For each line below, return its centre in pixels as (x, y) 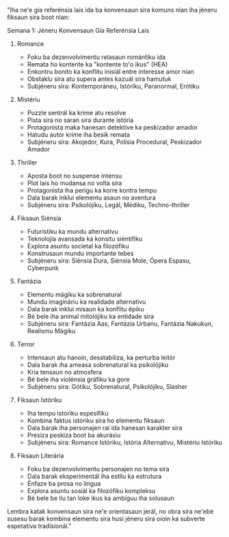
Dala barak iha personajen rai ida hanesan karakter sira (105, 428)
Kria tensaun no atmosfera (65, 372)
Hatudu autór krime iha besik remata (78, 134)
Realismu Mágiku (51, 331)
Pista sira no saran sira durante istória (80, 120)
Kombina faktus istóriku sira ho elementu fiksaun (96, 420)
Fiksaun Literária (40, 456)
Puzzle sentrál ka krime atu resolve (77, 113)
